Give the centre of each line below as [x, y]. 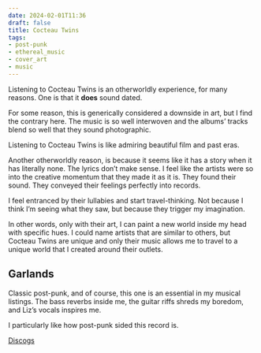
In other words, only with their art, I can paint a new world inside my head [127, 224]
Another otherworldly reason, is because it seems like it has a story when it [130, 160]
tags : [17, 37]
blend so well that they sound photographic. [80, 129]
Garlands [31, 274]
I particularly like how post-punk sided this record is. [93, 325]
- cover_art [28, 60]
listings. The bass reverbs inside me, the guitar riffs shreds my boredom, [126, 301]
